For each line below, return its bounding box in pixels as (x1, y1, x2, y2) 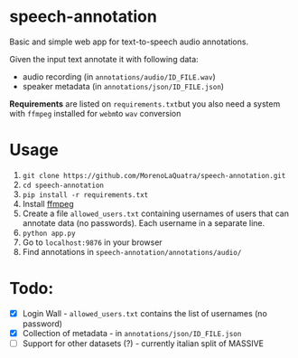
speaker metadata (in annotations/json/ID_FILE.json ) (22, 80, 224, 91)
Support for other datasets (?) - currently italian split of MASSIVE (22, 337, 265, 349)
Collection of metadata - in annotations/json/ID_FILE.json (22, 327, 242, 338)
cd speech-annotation (22, 181, 104, 190)
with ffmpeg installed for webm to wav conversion (9, 108, 182, 118)
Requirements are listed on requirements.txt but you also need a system (9, 98, 281, 109)
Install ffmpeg (22, 198, 74, 209)
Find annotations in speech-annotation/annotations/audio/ (22, 246, 242, 257)
